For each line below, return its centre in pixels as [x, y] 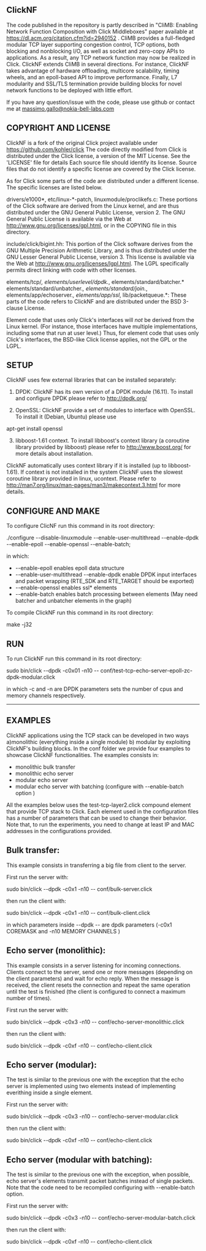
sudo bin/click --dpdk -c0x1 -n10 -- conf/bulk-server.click [79, 889]
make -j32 [19, 625]
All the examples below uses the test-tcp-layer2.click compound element [99, 805]
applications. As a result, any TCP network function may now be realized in [101, 57]
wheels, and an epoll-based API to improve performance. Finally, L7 [92, 77]
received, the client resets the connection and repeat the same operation [98, 985]
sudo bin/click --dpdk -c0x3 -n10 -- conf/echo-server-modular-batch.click [101, 1218]
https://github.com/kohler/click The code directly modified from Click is [97, 149]
